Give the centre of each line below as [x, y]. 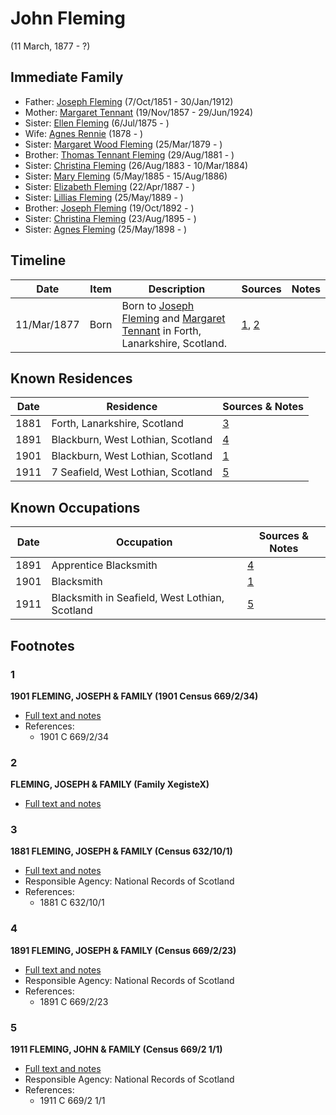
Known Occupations [75, 507]
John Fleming [68, 18]
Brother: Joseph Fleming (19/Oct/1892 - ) [109, 208]
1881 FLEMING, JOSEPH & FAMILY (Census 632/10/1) [121, 851]
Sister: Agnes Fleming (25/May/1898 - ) [106, 229]
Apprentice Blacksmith [104, 565]
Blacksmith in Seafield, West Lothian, [138, 598]
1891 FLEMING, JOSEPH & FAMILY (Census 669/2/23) [123, 950]
